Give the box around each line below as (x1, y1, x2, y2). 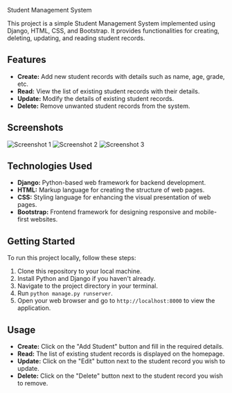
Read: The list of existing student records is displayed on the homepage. (17, 349, 225, 358)
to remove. (17, 379, 48, 387)
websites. (30, 215, 58, 223)
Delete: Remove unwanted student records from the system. (17, 102, 190, 110)
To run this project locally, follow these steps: (7, 254, 136, 262)
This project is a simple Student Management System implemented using (7, 19, 216, 27)
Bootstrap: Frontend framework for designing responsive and (17, 208, 194, 217)
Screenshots (7, 122, 64, 134)
